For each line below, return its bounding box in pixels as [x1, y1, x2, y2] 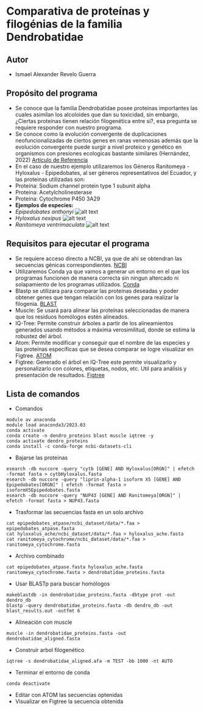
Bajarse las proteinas [15, 454, 68, 461]
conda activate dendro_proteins [6, 438, 88, 444]
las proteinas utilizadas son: [15, 175, 85, 183]
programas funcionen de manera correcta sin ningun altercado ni [15, 274, 179, 281]
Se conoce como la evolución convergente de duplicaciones [15, 130, 167, 138]
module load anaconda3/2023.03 [6, 422, 86, 428]
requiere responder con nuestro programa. [15, 124, 123, 131]
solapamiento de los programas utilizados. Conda [15, 280, 140, 288]
